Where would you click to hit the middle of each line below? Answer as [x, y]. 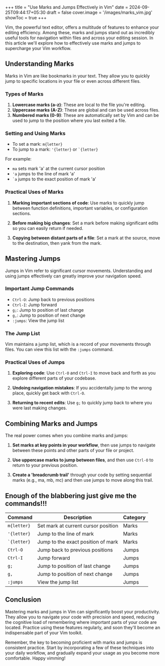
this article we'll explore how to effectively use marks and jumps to [73, 43]
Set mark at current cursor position [78, 526]
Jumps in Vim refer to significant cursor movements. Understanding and [79, 271]
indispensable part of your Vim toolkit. [44, 633]
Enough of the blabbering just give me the [71, 496]
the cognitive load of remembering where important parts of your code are [81, 622]
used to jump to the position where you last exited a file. [69, 120]
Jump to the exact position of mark [78, 542]
